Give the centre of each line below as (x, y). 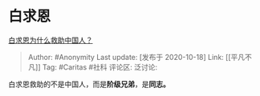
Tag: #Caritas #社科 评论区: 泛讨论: (100, 67)
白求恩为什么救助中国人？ (51, 40)
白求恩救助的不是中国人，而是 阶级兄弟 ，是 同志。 (89, 84)
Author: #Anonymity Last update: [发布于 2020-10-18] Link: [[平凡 (136, 57)
